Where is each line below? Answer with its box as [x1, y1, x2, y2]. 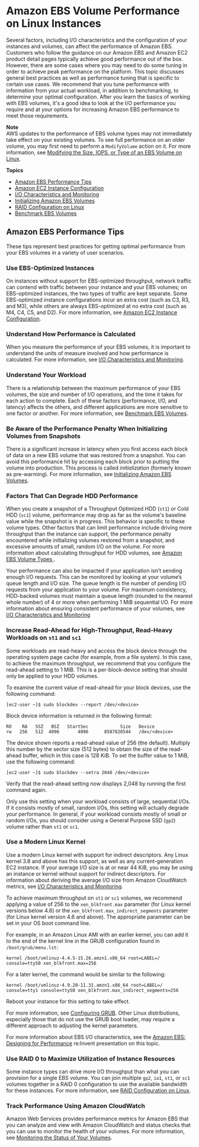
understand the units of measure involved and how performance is [6, 350, 169, 357]
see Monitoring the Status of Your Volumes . [6, 1134, 113, 1141]
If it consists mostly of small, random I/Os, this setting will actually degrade [6, 804, 189, 811]
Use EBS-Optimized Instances [6, 264, 95, 272]
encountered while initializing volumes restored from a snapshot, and [6, 537, 175, 544]
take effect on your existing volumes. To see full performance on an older [6, 136, 185, 143]
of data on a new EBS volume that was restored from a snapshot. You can [6, 451, 186, 458]
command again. [6, 786, 47, 793]
